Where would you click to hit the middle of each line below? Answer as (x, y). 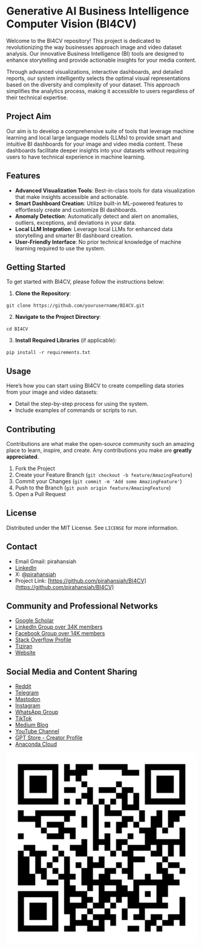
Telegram (27, 693)
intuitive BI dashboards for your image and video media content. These (95, 144)
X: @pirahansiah (35, 574)
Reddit (23, 686)
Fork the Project (35, 468)
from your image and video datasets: (52, 392)
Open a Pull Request (41, 494)
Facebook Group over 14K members (60, 633)
